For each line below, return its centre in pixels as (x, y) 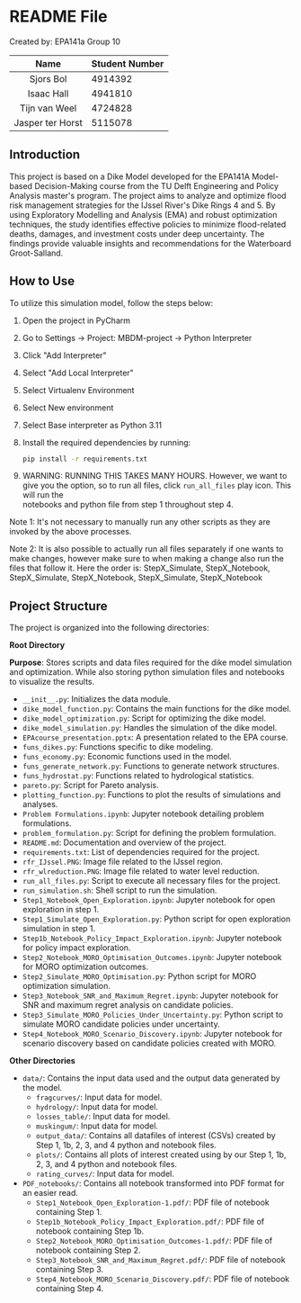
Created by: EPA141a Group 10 (65, 41)
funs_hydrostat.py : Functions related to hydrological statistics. (138, 776)
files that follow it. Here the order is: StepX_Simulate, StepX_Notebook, (140, 568)
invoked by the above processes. (71, 532)
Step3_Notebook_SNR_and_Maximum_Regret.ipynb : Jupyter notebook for (150, 995)
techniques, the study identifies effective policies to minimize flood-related (148, 224)
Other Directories (43, 1061)
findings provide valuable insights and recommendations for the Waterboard (150, 243)
